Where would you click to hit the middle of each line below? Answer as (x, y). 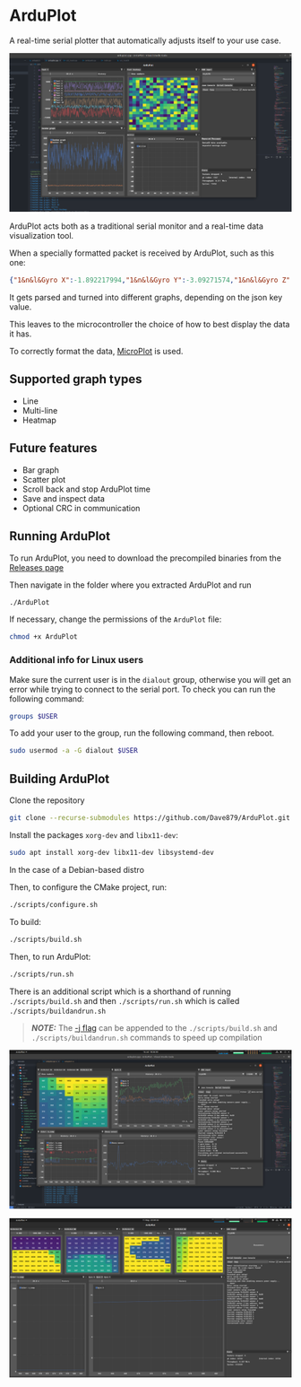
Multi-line (40, 410)
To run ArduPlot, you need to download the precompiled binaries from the (146, 558)
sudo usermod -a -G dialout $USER (74, 751)
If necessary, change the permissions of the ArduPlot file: (116, 619)
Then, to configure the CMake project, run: (88, 887)
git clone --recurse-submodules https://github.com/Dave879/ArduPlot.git (150, 818)
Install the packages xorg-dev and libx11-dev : (94, 835)
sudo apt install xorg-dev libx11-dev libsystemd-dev (112, 853)
